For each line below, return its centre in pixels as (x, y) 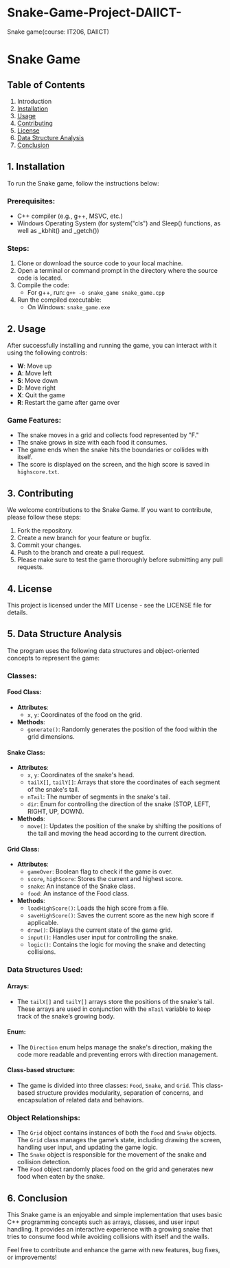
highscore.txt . (38, 471)
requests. (31, 567)
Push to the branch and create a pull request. (81, 553)
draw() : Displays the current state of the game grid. (100, 930)
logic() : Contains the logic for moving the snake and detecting (116, 945)
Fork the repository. (45, 531)
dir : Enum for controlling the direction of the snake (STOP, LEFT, (119, 804)
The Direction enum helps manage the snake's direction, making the (115, 1047)
